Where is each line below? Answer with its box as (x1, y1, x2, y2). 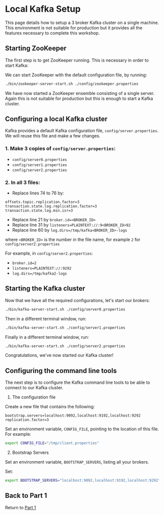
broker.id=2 (12, 261, 37, 266)
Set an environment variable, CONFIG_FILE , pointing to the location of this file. (5, 426, 160, 432)
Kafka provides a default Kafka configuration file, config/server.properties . (5, 128, 159, 134)
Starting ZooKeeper (5, 44, 67, 52)
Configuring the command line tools (5, 366, 117, 375)
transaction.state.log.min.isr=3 (5, 208, 73, 213)
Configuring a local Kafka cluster (5, 115, 108, 123)
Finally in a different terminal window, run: (5, 334, 89, 340)
